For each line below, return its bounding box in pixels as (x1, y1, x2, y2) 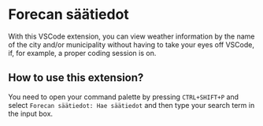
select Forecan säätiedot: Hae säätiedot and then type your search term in (8, 100, 255, 109)
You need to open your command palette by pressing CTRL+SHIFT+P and (8, 92, 239, 102)
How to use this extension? (8, 71, 144, 84)
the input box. (8, 109, 54, 118)
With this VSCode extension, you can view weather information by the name (8, 31, 255, 41)
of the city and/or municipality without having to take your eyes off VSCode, (8, 39, 254, 49)
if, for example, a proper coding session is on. (8, 48, 157, 57)
